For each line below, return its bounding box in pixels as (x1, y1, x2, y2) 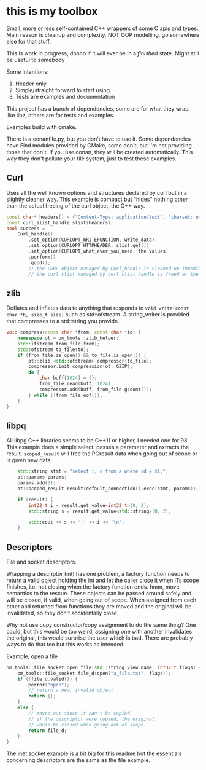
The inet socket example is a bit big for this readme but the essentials (6, 750, 182, 757)
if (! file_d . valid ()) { (17, 676, 78, 682)
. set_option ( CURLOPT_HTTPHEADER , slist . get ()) (28, 243, 150, 249)
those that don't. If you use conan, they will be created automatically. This (6, 148, 193, 155)
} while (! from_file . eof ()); (28, 392, 103, 398)
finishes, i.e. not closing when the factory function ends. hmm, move (6, 583, 180, 591)
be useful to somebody (6, 56, 65, 63)
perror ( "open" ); (28, 682, 70, 688)
